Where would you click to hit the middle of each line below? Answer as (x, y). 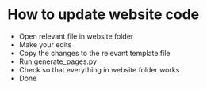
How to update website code (103, 15)
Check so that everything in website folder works (99, 69)
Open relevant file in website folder (76, 36)
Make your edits (45, 44)
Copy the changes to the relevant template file (94, 53)
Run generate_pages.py (57, 61)
